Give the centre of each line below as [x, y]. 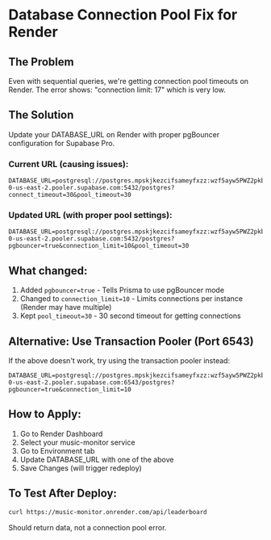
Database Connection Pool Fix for [123, 15]
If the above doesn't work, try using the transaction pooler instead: [119, 361]
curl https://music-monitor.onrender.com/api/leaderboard [108, 512]
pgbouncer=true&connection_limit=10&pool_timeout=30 [99, 246]
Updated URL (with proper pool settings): [90, 216]
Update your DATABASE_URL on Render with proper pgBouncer [114, 134]
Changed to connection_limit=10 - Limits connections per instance [131, 299]
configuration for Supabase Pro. [62, 143]
